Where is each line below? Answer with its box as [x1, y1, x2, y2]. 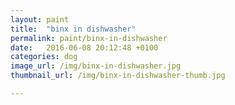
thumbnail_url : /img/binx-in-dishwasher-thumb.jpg [10, 71, 226, 81]
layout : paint [10, 14, 70, 25]
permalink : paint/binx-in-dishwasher [10, 33, 168, 43]
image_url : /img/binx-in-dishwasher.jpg [10, 61, 182, 71]
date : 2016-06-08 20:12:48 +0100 [10, 42, 159, 53]
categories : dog [10, 52, 78, 62]
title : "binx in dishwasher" [10, 24, 137, 34]
